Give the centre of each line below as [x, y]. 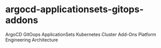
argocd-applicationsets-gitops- [75, 9]
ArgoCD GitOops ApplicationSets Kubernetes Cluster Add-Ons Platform [81, 34]
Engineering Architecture [32, 40]
